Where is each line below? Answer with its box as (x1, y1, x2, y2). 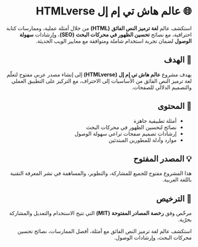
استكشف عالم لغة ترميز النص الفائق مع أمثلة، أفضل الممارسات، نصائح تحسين (17, 228, 192, 235)
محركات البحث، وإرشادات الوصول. (113, 234, 192, 242)
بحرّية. (177, 216, 192, 224)
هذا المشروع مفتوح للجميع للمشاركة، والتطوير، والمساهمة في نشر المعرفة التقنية (10, 170, 192, 177)
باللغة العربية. (162, 176, 192, 183)
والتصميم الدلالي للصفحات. (132, 83, 192, 91)
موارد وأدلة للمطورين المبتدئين (109, 136, 177, 143)
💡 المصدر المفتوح (133, 154, 192, 164)
